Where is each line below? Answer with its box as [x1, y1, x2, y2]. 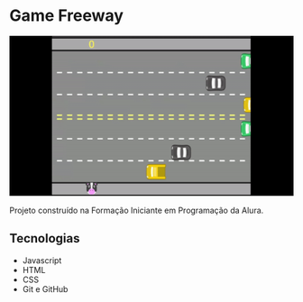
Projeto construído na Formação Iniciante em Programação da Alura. [9, 205, 264, 215]
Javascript [22, 254, 62, 266]
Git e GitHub [22, 283, 69, 294]
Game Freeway [9, 5, 124, 26]
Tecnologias [9, 231, 80, 246]
